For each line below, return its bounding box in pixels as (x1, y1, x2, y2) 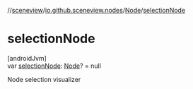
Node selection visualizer (7, 75, 81, 83)
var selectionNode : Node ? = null (7, 61, 101, 70)
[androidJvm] (7, 54, 47, 62)
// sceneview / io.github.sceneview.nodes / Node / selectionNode (7, 6, 186, 14)
